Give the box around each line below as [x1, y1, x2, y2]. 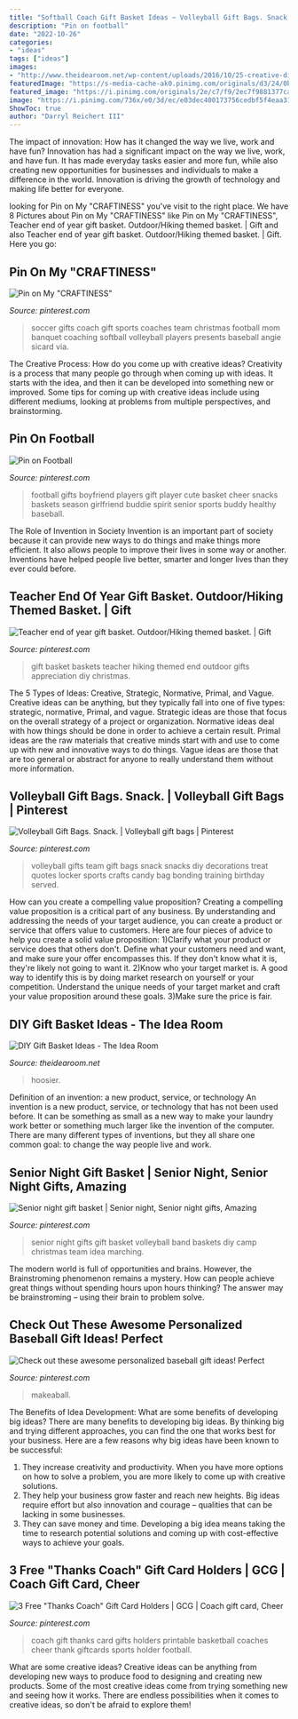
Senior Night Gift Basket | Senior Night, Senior [9, 1165, 269, 1180]
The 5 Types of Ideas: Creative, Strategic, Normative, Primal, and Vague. [9, 688, 275, 698]
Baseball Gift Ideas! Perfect [9, 1332, 164, 1347]
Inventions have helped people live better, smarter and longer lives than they [9, 553, 289, 564]
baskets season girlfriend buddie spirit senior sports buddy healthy [30, 498, 277, 509]
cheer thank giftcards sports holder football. [30, 1644, 192, 1655]
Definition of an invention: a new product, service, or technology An [9, 1092, 257, 1102]
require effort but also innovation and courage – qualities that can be [21, 1499, 273, 1510]
